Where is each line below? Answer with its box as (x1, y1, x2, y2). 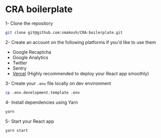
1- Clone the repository (5, 20, 53, 26)
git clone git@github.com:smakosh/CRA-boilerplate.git (5, 30, 123, 35)
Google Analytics (12, 54, 48, 60)
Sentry (12, 65, 27, 71)
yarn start (5, 128, 28, 133)
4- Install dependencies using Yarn (5, 99, 78, 105)
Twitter (12, 60, 28, 66)
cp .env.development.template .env (5, 90, 80, 95)
